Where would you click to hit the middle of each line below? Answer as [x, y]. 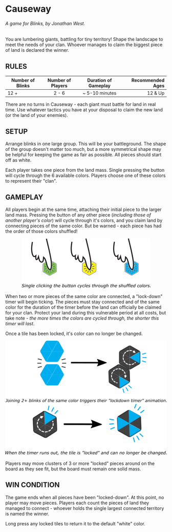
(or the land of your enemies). [37, 115]
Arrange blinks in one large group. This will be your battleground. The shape [86, 144]
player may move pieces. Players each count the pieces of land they [77, 503]
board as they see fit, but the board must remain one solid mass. [73, 469]
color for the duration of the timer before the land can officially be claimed [83, 307]
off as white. [18, 160]
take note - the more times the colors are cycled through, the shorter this [82, 318]
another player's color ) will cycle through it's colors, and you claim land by [84, 221]
